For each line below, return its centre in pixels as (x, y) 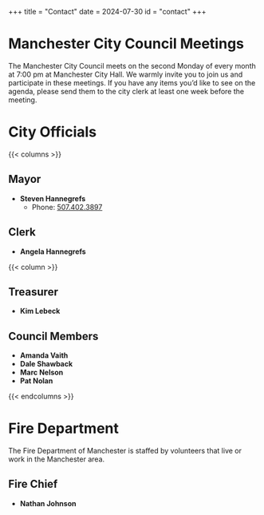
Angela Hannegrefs (53, 252)
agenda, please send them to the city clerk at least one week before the (126, 91)
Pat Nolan (36, 381)
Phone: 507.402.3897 (67, 207)
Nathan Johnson (48, 503)
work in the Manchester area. (57, 459)
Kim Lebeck (40, 311)
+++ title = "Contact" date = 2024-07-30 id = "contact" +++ (107, 12)
